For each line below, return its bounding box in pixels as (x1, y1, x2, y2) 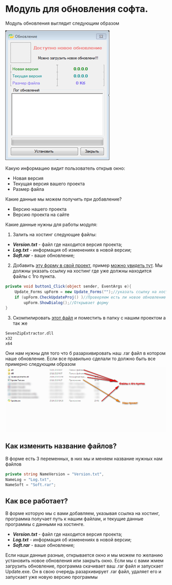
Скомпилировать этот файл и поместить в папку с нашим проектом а (12, 315, 166, 321)
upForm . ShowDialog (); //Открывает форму (24, 300, 109, 305)
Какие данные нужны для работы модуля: (5, 221, 98, 227)
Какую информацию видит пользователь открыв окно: (5, 165, 125, 171)
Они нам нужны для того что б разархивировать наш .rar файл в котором (5, 350, 166, 357)
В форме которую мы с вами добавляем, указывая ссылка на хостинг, (5, 510, 160, 517)
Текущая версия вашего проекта (12, 181, 85, 187)
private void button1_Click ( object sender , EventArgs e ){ (5, 283, 132, 289)
